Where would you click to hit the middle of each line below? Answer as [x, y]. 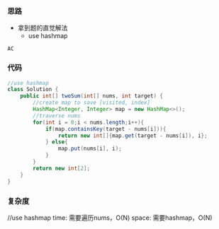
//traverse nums [57, 116]
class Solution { [33, 90]
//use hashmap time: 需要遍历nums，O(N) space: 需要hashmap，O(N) [110, 218]
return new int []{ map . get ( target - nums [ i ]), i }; [133, 136]
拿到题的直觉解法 [43, 28]
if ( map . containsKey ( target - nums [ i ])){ [106, 129]
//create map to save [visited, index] [92, 103]
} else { [57, 142]
